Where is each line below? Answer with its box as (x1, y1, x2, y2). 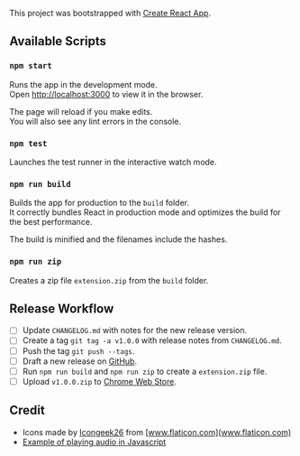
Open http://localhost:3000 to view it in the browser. (9, 88, 204, 99)
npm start (9, 60, 52, 71)
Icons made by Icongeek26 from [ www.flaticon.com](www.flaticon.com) (22, 426, 292, 437)
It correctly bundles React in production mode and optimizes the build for (9, 207, 281, 218)
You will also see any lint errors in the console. (9, 116, 182, 126)
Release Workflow (9, 301, 114, 316)
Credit (9, 403, 45, 418)
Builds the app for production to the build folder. (9, 198, 190, 209)
